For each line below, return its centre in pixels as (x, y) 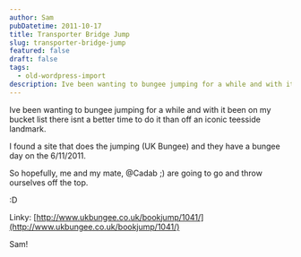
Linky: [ (23, 217)
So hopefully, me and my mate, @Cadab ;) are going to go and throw (136, 173)
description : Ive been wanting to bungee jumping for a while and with (146, 84)
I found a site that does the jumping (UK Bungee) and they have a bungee (145, 146)
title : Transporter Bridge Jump (69, 34)
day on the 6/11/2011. (48, 155)
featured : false (39, 51)
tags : (19, 68)
